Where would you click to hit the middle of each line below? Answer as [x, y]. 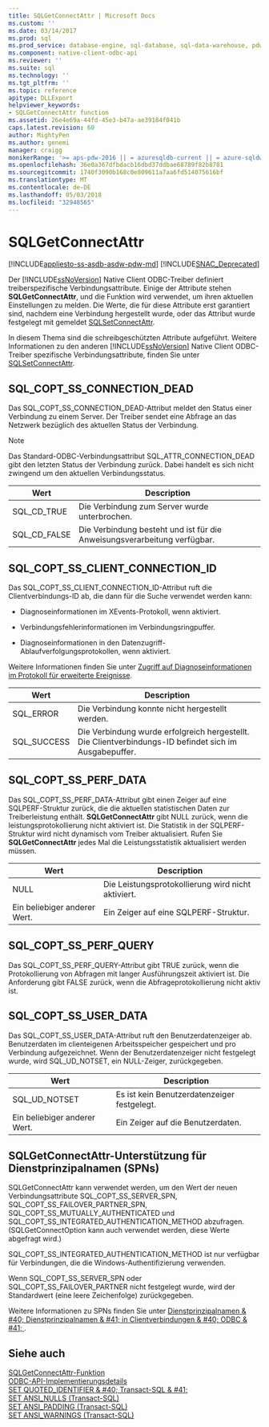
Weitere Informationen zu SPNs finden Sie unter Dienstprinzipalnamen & [127, 1311]
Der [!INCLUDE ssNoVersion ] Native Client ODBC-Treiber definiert [116, 280]
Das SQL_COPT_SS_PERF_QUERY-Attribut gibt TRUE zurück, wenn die [124, 965]
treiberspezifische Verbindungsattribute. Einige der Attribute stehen [120, 288]
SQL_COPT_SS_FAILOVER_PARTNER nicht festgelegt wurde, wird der [122, 1287]
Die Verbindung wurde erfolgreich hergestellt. [163, 732]
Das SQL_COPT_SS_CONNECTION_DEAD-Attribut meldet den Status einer [130, 408]
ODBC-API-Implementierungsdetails [68, 1381]
